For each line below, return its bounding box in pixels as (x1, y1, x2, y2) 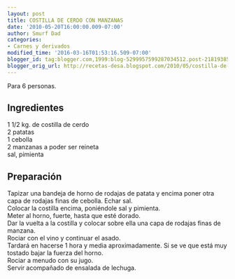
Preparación (7, 170, 62, 182)
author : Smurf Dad (7, 29, 61, 37)
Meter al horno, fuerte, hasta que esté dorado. (7, 212, 141, 220)
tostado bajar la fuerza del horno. (7, 249, 104, 257)
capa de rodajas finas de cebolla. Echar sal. (7, 197, 133, 205)
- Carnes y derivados (7, 43, 71, 50)
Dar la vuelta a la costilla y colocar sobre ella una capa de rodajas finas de (7, 219, 222, 228)
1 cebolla (7, 135, 33, 144)
